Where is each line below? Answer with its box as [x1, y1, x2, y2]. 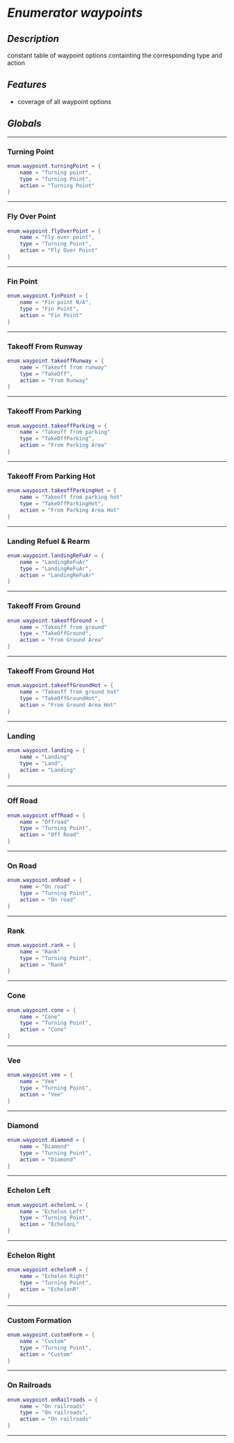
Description [7, 33, 59, 45]
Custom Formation [7, 1315, 72, 1325]
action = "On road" [19, 896, 77, 903]
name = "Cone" [19, 1013, 61, 1020]
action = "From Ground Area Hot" [19, 701, 117, 709]
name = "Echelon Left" [19, 1208, 86, 1215]
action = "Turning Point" [19, 182, 95, 189]
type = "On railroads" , [19, 1409, 89, 1416]
